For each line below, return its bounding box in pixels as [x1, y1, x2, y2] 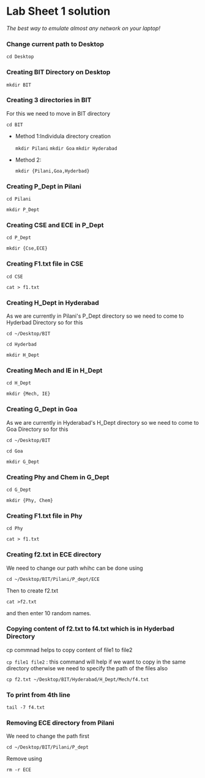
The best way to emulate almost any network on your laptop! [6, 24, 161, 32]
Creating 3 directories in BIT [6, 96, 92, 105]
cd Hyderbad [6, 342, 37, 348]
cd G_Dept [6, 487, 32, 493]
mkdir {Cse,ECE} [6, 245, 48, 252]
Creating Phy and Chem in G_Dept [6, 473, 110, 481]
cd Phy [6, 525, 23, 532]
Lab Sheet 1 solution [6, 4, 111, 18]
